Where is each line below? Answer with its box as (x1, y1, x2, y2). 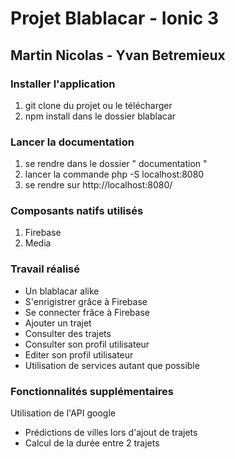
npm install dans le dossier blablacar (24, 110, 177, 122)
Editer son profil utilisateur (24, 348, 134, 361)
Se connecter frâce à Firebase (24, 306, 150, 318)
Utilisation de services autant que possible (24, 359, 200, 371)
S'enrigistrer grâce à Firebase (24, 295, 148, 307)
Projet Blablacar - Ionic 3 (10, 7, 220, 30)
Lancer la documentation (10, 135, 135, 149)
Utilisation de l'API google (10, 407, 116, 419)
